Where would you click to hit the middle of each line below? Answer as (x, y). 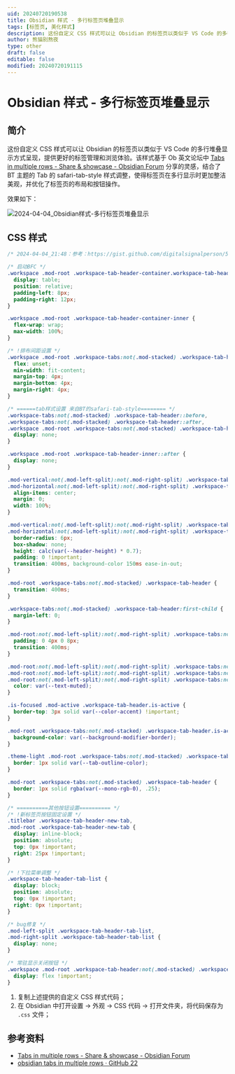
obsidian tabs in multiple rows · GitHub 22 (78, 1063)
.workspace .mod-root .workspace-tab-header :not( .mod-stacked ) (101, 969)
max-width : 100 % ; (39, 332)
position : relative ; (43, 286)
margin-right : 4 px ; (42, 390)
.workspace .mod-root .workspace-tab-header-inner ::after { (97, 454)
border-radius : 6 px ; (43, 538)
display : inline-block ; (48, 834)
